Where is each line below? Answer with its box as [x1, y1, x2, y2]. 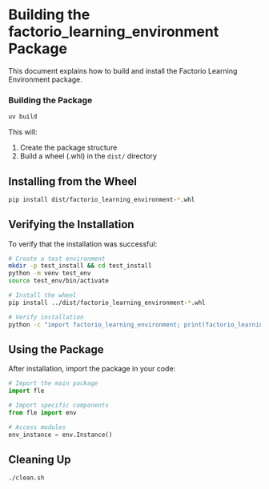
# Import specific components [8, 402, 110, 410]
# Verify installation [8, 313, 84, 321]
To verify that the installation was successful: [8, 238, 158, 249]
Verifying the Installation [8, 218, 134, 231]
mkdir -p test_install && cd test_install [8, 262, 152, 270]
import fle [8, 387, 45, 395]
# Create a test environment [8, 255, 106, 263]
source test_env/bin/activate [8, 277, 110, 285]
